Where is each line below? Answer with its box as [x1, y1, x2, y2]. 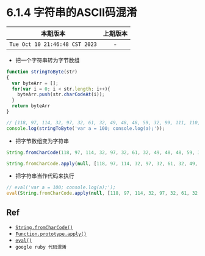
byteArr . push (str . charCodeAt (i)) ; [17, 91, 105, 98]
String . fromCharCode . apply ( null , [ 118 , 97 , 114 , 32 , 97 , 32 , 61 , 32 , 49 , [6, 160, 198, 167]
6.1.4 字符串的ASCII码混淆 [6, 6, 137, 20]
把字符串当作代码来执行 [15, 172, 74, 179]
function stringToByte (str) [6, 69, 78, 75]
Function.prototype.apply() [15, 231, 87, 237]
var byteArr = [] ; [12, 80, 59, 86]
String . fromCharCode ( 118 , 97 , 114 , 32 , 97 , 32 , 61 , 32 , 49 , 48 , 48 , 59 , [6, 149, 195, 156]
